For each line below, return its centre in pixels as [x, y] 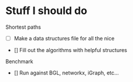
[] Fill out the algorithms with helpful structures [70, 50]
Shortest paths [23, 27]
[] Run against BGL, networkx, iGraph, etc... [66, 73]
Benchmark [19, 61]
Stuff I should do [46, 11]
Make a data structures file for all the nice [64, 38]
